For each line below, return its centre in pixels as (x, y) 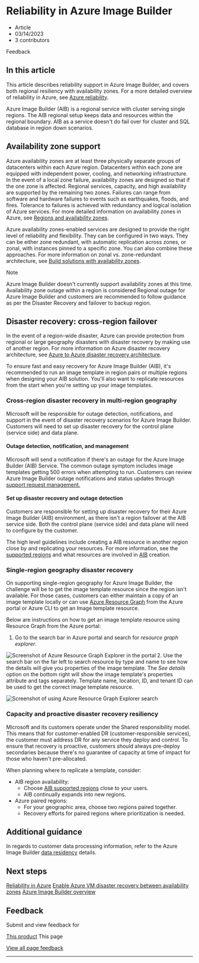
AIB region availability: (42, 782)
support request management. (43, 484)
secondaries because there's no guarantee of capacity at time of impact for (98, 752)
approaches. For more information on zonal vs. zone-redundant (84, 255)
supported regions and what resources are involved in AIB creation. (88, 555)
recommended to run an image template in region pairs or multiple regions (97, 372)
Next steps (27, 871)
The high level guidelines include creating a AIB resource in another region (97, 542)
